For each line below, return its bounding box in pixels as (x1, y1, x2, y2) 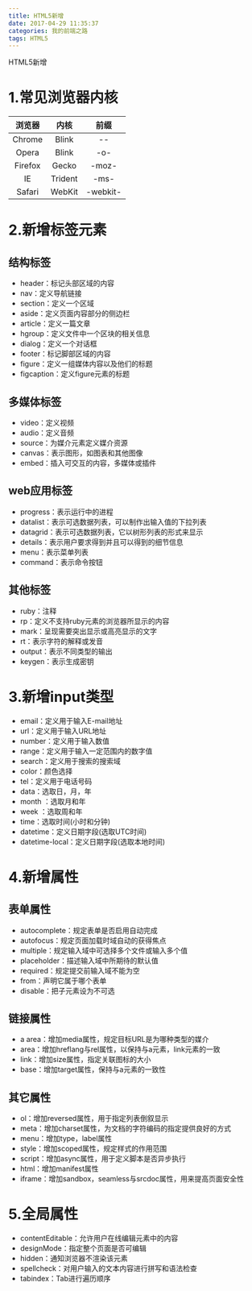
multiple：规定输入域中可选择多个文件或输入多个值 (19, 945, 188, 955)
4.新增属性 (8, 868, 79, 886)
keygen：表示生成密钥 (19, 656, 94, 666)
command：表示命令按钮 (19, 557, 103, 567)
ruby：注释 (19, 606, 57, 616)
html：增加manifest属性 (19, 1164, 99, 1173)
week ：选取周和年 (19, 807, 83, 816)
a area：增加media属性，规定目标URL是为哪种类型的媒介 (19, 1035, 209, 1044)
